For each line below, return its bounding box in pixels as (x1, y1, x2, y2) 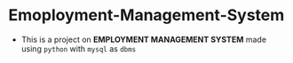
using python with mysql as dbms (20, 43, 137, 53)
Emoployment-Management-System (8, 5, 285, 25)
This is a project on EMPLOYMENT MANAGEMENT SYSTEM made (20, 34, 267, 45)
